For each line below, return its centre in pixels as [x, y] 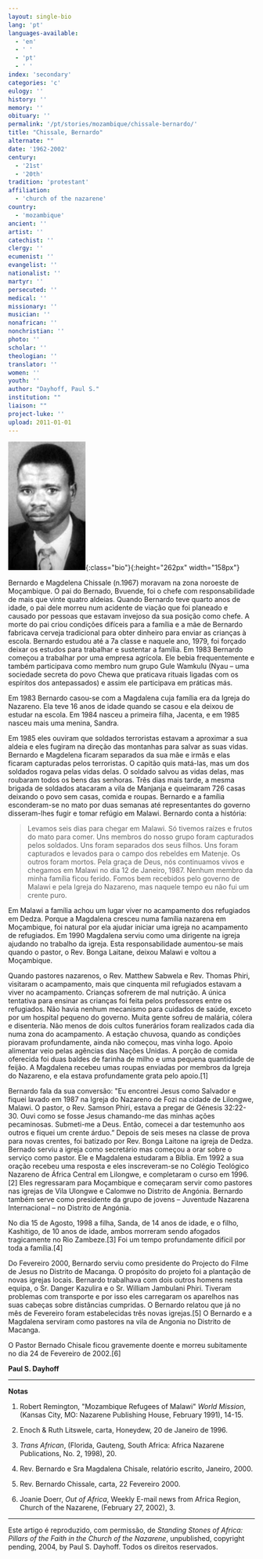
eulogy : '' [26, 91]
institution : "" [34, 398]
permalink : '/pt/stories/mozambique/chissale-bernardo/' [103, 124]
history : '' [27, 99]
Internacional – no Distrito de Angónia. [70, 1207]
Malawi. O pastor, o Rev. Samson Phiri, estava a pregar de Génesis [115, 1108]
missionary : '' [33, 306]
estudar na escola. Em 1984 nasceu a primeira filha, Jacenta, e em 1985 [124, 714]
